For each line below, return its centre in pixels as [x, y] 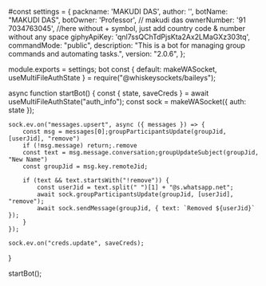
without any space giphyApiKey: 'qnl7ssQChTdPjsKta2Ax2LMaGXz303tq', [129, 37]
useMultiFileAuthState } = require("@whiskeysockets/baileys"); [112, 78]
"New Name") [28, 159]
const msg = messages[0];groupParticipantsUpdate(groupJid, [125, 131]
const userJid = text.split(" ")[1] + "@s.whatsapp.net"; [135, 187]
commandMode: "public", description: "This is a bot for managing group [127, 45]
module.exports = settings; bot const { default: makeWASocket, [113, 69]
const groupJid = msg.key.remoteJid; [85, 167]
